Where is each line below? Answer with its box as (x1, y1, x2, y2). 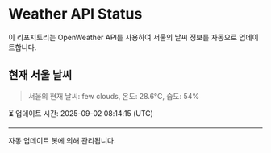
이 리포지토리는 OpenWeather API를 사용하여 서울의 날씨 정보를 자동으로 (8, 32, 238, 42)
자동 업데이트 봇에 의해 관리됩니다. (8, 135, 116, 145)
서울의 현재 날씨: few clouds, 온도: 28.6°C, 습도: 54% (27, 91, 200, 101)
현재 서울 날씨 (8, 68, 73, 82)
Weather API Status (8, 5, 143, 23)
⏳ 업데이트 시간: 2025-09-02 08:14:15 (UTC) (8, 108, 153, 118)
